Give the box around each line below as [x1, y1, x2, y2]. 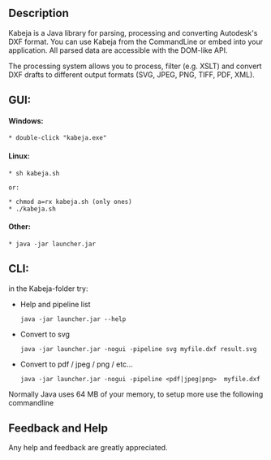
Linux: [8, 151, 30, 161]
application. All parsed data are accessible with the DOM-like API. [8, 45, 228, 55]
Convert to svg [19, 329, 71, 339]
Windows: [8, 115, 44, 125]
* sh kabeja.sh [8, 169, 60, 177]
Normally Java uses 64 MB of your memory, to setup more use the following [8, 389, 264, 399]
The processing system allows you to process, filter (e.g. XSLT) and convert [8, 61, 262, 71]
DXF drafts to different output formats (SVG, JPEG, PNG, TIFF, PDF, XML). [8, 69, 256, 80]
